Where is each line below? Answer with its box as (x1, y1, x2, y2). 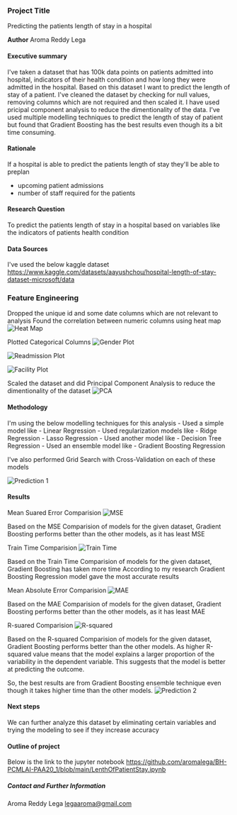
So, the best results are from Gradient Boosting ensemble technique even (7, 678, 221, 687)
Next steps (7, 702, 40, 711)
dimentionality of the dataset (7, 387, 91, 395)
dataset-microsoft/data (7, 275, 75, 284)
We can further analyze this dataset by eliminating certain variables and (7, 719, 216, 727)
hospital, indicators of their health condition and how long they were (7, 75, 207, 84)
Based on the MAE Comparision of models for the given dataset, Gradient (7, 599, 221, 608)
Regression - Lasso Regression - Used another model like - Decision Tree (7, 433, 221, 442)
